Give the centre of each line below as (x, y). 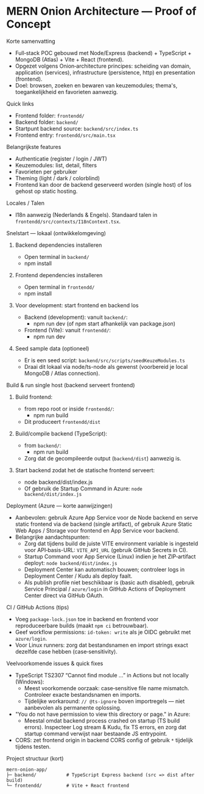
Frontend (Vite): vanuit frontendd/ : (68, 330)
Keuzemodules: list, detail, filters (56, 165)
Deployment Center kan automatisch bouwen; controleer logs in (104, 569)
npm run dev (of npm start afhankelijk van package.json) (104, 323)
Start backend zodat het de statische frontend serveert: (85, 470)
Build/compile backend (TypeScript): (61, 433)
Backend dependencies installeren (58, 245)
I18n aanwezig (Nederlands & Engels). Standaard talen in (86, 214)
